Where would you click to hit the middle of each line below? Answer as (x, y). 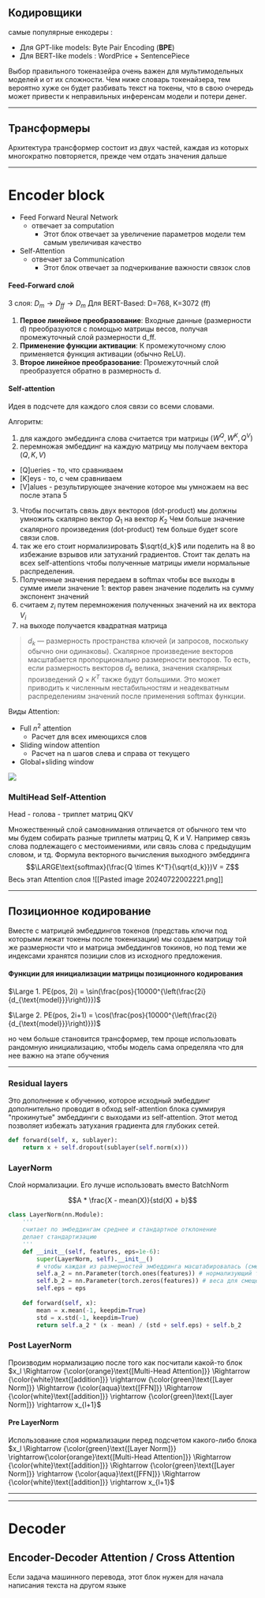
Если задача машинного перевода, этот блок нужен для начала (116, 1577)
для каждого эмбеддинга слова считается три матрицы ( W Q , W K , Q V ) (136, 438)
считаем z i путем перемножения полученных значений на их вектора (138, 606)
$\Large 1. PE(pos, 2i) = (47, 991)
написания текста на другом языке (67, 1585)
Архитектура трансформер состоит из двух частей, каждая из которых (129, 147)
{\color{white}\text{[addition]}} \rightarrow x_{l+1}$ (91, 1482)
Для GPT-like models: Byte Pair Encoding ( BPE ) (97, 47)
